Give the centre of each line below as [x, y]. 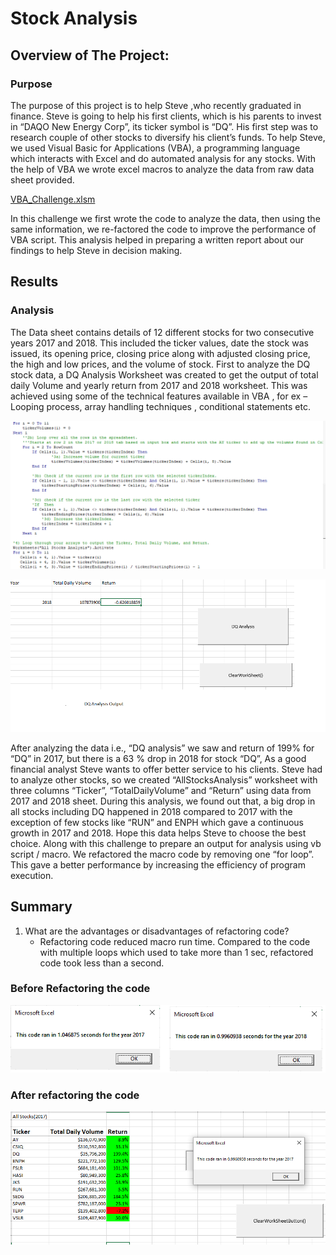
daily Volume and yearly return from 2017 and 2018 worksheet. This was [159, 385]
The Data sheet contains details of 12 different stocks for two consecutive [162, 332]
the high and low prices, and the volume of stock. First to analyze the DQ [160, 364]
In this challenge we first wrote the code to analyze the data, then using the [165, 218]
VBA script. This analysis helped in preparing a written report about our [157, 239]
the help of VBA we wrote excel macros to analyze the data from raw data [162, 169]
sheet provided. [42, 179]
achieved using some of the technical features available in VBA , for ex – [159, 396]
